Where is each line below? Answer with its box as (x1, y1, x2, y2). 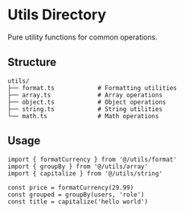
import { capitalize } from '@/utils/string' (7, 169, 162, 178)
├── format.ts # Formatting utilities (7, 84, 178, 92)
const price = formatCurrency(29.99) (7, 183, 134, 191)
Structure (7, 56, 57, 69)
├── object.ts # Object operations (7, 98, 166, 106)
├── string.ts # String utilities (7, 105, 162, 113)
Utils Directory (7, 6, 106, 24)
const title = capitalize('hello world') (7, 197, 149, 206)
